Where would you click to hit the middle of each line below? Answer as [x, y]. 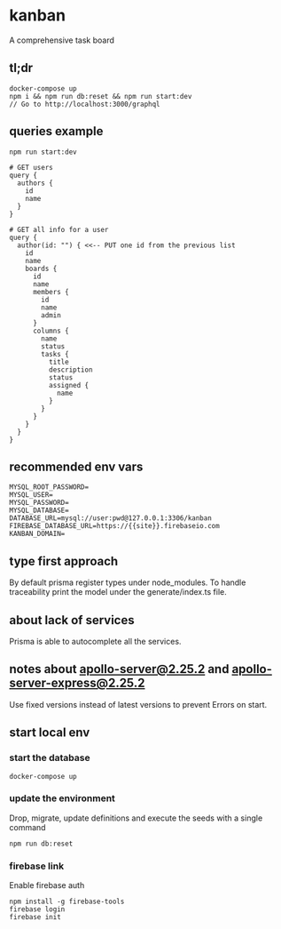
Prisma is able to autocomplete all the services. [95, 641]
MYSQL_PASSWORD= [39, 503]
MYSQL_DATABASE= [39, 511]
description [70, 370]
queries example [56, 131]
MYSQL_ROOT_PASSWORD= [49, 487]
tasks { [55, 354]
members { [51, 292]
